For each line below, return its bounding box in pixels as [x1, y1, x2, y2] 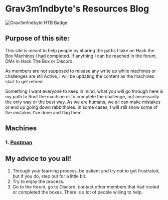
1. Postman [5, 139, 33, 146]
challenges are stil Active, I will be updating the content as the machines [5, 73, 154, 79]
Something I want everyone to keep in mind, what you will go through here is [5, 88, 163, 94]
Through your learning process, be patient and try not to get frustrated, [12, 167, 160, 173]
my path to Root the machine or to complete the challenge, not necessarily [5, 93, 159, 99]
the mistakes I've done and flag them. [5, 109, 83, 115]
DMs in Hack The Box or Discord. [5, 58, 74, 64]
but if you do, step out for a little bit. [12, 173, 87, 179]
